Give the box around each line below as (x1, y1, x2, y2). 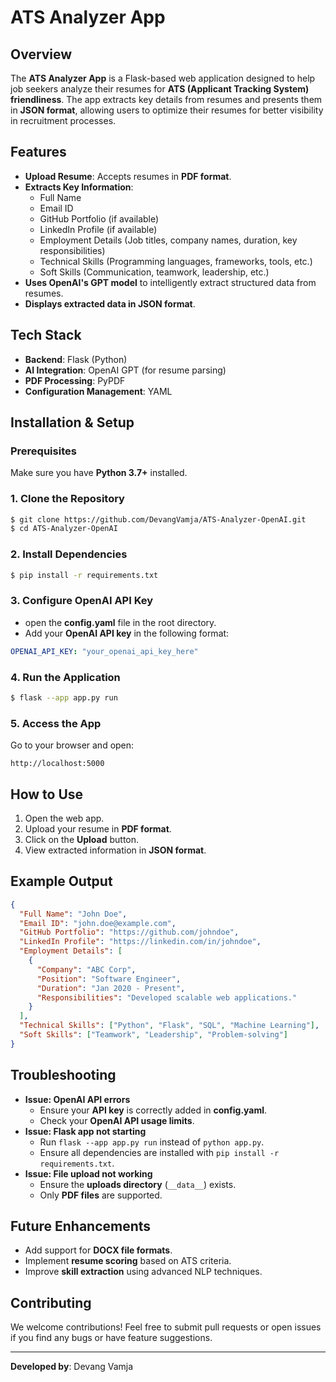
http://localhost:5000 (10, 759, 105, 769)
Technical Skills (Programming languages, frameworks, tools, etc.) (39, 255, 313, 267)
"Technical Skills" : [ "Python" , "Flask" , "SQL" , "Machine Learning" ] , (19, 1021, 320, 1031)
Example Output (10, 873, 113, 890)
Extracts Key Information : (24, 181, 134, 193)
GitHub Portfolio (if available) (39, 212, 160, 225)
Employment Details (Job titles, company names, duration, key (39, 234, 298, 246)
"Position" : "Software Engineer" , (36, 974, 182, 984)
